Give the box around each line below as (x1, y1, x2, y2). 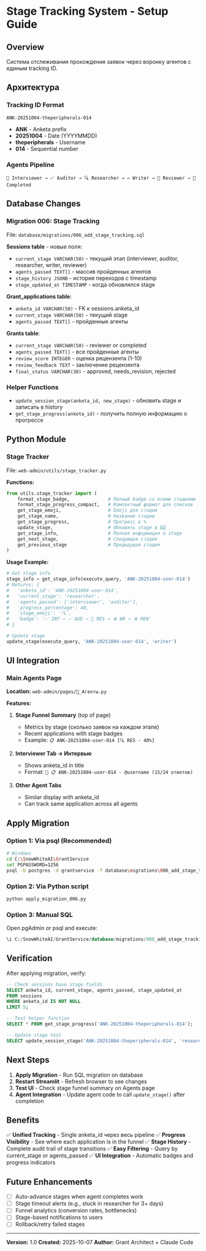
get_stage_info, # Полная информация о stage (17, 530, 183, 536)
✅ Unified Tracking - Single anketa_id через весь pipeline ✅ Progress (6, 1131, 186, 1139)
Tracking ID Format (6, 101, 64, 109)
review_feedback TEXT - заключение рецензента (15, 361, 140, 368)
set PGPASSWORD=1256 (6, 861, 59, 868)
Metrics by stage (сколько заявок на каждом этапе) (24, 723, 159, 731)
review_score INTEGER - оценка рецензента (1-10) (15, 354, 142, 362)
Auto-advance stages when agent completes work (15, 1193, 143, 1201)
